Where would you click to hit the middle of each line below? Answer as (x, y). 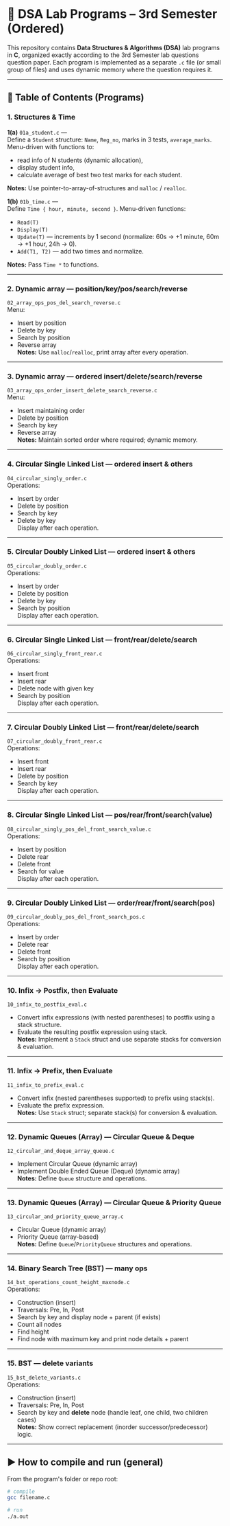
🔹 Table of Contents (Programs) (76, 98)
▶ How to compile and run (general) (85, 1462)
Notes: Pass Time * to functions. (53, 265)
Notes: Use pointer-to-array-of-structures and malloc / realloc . (97, 188)
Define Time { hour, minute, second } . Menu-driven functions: (97, 208)
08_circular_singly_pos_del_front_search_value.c (79, 829)
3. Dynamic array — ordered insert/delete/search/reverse (105, 376)
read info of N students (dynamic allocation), (80, 160)
